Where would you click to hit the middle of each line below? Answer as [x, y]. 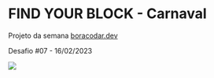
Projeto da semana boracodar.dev [63, 35]
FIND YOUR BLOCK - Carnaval [107, 14]
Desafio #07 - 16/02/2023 [50, 50]
